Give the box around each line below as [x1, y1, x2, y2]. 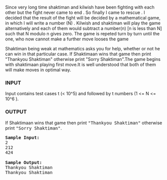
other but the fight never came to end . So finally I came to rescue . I [5, 9, 146, 15]
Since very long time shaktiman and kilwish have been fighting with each [5, 4, 155, 10]
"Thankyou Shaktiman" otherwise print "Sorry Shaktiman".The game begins [5, 56, 161, 62]
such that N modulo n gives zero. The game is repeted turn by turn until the [5, 31, 160, 36]
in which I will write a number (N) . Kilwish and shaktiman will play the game [5, 20, 161, 26]
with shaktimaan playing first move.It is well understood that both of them [5, 62, 156, 67]
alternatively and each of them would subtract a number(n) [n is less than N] [5, 25, 162, 31]
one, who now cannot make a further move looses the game [5, 36, 129, 42]
